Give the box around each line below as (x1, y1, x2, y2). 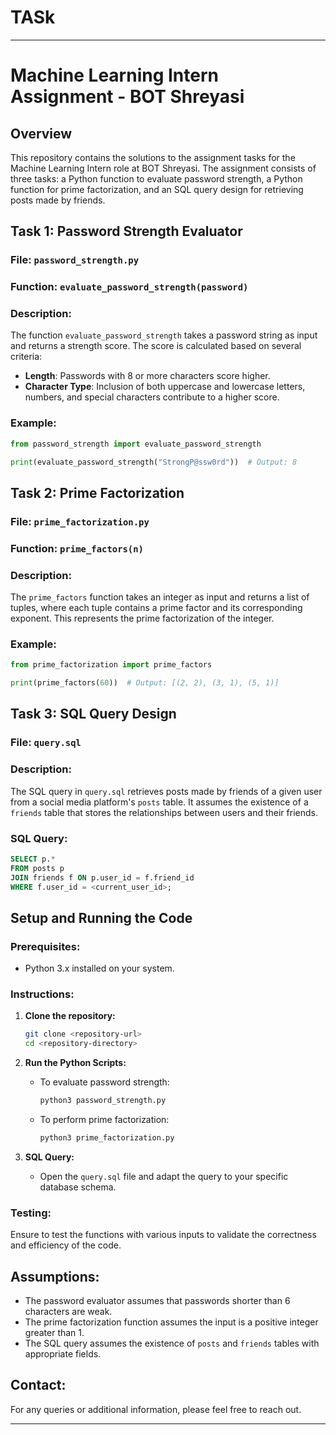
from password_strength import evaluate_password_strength (10, 439, 262, 449)
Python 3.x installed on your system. (24, 962, 175, 975)
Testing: (10, 1206, 52, 1220)
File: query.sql (10, 736, 82, 750)
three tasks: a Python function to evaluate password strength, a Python (10, 172, 303, 185)
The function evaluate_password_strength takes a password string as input (10, 329, 318, 341)
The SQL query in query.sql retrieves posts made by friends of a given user (10, 785, 323, 797)
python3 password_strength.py (39, 1096, 167, 1106)
